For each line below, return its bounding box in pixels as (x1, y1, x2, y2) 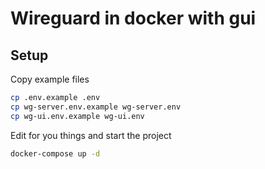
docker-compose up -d (10, 148, 101, 159)
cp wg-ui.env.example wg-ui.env (10, 111, 145, 121)
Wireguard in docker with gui (10, 7, 257, 30)
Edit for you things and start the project (10, 129, 172, 141)
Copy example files (10, 73, 90, 85)
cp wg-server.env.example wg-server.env (10, 102, 182, 112)
